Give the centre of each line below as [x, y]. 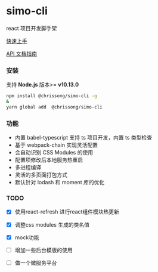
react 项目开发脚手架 [32, 28]
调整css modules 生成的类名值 [52, 224]
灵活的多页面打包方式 [41, 175]
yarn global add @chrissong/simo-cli [54, 107]
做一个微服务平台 [36, 262]
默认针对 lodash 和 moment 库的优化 [60, 183]
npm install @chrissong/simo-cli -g [52, 96]
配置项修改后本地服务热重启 [49, 160]
